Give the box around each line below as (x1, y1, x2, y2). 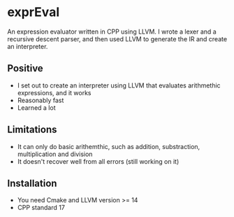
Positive (7, 62, 43, 74)
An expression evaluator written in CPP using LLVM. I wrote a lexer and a (7, 27, 217, 36)
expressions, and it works (17, 88, 92, 97)
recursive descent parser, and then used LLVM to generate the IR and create (7, 34, 228, 43)
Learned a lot (17, 103, 56, 112)
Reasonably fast (17, 96, 64, 104)
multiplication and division (17, 150, 93, 158)
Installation (7, 177, 57, 189)
